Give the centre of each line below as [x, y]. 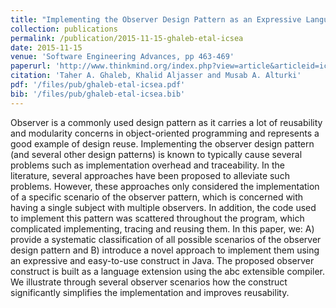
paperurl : [31, 66]
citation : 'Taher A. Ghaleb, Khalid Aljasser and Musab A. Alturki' [156, 76]
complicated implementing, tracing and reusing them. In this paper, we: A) [162, 228]
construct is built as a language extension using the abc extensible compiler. [167, 271]
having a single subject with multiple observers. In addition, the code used [163, 207]
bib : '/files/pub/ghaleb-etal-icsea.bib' [98, 94]
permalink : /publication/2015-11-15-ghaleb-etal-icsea [127, 38]
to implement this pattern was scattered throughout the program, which [157, 218]
